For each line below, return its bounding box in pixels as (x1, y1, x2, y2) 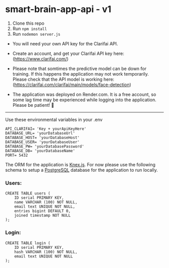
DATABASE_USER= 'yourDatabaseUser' (5, 140, 80, 145)
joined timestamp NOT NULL (14, 213, 71, 218)
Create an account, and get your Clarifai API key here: (12, 50, 125, 56)
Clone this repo (12, 20, 44, 26)
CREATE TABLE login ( (5, 240, 51, 245)
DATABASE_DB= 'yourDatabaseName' (5, 148, 75, 153)
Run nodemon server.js (12, 31, 60, 37)
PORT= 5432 (5, 153, 28, 158)
